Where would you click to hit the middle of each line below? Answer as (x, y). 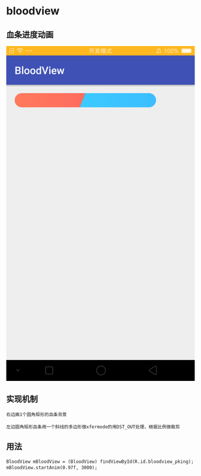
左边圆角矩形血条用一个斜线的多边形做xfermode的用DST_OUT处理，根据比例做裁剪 (93, 427)
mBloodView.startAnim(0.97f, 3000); (52, 468)
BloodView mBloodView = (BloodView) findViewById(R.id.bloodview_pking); (100, 462)
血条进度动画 (30, 34)
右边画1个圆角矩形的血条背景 (36, 414)
